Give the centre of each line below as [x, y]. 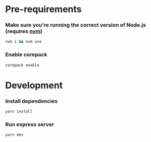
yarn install [19, 112]
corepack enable [22, 65]
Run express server [30, 124]
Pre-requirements [43, 9]
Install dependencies [32, 101]
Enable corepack [26, 55]
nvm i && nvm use [23, 42]
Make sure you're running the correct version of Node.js [76, 25]
